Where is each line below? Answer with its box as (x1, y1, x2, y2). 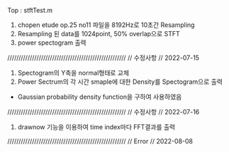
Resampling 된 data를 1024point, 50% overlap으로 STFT (17, 30, 181, 38)
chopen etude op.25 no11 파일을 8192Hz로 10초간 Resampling (17, 21, 195, 29)
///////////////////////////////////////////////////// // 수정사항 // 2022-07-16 (7, 108, 200, 116)
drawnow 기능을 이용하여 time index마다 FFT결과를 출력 (17, 123, 176, 131)
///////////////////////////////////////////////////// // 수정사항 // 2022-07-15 (7, 53, 200, 62)
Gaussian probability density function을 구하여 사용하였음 (17, 92, 182, 101)
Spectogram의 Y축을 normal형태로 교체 (17, 69, 130, 77)
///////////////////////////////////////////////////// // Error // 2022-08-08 (7, 137, 194, 145)
